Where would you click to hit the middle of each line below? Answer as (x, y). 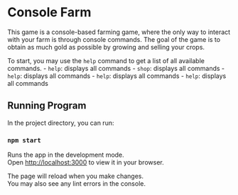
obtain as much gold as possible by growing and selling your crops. (106, 47)
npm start (24, 140)
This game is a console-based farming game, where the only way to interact (119, 32)
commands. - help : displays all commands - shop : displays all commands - (116, 68)
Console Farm (49, 12)
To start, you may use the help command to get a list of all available (106, 60)
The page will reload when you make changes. (76, 176)
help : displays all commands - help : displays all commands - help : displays (117, 76)
